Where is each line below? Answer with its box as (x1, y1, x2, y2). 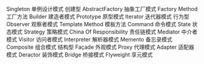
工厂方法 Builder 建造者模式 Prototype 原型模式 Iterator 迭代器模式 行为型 (6, 13, 190, 20)
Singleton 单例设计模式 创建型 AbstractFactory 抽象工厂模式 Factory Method (6, 5, 198, 12)
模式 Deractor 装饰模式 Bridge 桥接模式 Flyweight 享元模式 (6, 51, 153, 58)
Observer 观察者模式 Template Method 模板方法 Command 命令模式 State (6, 21, 191, 27)
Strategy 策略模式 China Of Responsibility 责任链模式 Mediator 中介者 (23, 28, 198, 35)
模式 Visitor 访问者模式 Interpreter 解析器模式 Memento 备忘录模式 (6, 36, 172, 43)
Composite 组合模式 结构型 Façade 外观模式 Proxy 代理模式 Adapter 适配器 (6, 43, 195, 51)
